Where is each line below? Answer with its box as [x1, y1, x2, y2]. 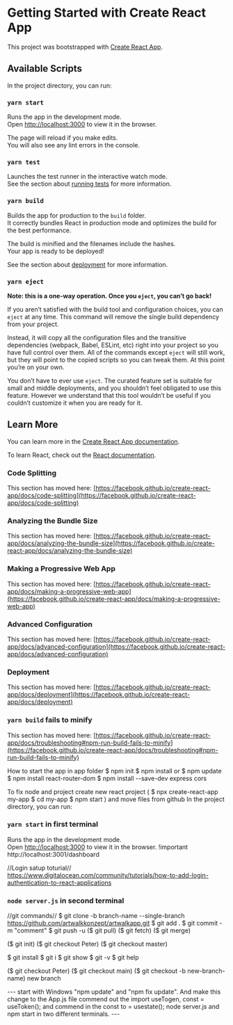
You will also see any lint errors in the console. [7, 141, 140, 150]
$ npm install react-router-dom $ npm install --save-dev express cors [7, 774, 207, 782]
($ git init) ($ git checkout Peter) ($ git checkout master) [7, 940, 168, 949]
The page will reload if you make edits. [7, 134, 118, 142]
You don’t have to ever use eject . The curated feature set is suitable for [7, 376, 212, 385]
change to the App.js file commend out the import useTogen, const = [7, 995, 204, 1003]
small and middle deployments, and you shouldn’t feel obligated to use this [7, 384, 221, 392]
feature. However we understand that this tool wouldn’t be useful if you [7, 391, 211, 399]
